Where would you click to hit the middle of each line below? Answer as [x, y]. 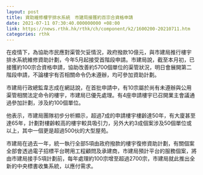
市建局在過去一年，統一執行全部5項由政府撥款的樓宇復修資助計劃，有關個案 [101, 144]
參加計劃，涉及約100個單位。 [48, 103]
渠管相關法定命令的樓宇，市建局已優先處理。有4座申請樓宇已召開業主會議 [98, 95]
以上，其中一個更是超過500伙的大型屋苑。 [59, 131]
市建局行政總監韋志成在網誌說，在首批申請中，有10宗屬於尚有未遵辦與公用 [99, 87]
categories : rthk [28, 34]
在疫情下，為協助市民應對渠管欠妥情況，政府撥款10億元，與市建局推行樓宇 [99, 52]
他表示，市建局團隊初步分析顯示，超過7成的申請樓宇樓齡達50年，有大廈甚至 [101, 116]
